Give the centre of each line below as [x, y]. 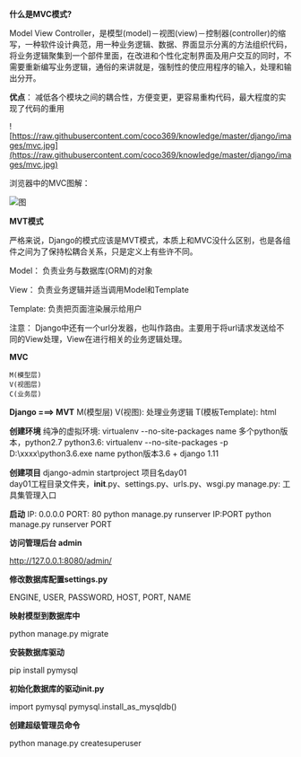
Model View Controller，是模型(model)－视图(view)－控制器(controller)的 [144, 33]
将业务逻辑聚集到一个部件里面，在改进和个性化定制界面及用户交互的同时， [146, 56]
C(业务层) [26, 394]
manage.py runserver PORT [60, 524]
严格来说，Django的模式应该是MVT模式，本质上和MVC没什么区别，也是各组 [150, 240]
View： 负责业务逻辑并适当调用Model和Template [99, 290]
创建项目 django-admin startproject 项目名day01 [98, 472]
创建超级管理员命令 [45, 725]
